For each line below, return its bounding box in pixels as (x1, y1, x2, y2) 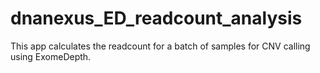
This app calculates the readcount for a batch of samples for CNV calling (10, 40, 311, 52)
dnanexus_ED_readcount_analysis (10, 7, 303, 30)
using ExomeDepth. (10, 50, 92, 62)
